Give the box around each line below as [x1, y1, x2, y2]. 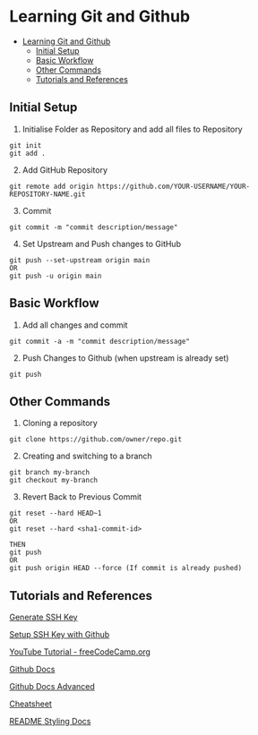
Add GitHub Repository [21, 164, 108, 175]
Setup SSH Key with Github [9, 629, 110, 640]
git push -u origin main [9, 271, 102, 280]
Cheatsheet [9, 698, 52, 709]
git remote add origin [9, 182, 94, 191]
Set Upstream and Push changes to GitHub [21, 238, 182, 249]
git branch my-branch [9, 468, 90, 477]
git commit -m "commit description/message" [9, 222, 178, 232]
